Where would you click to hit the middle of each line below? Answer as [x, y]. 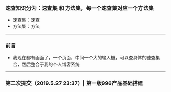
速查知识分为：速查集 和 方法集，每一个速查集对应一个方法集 [79, 8]
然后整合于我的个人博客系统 [51, 64]
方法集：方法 [26, 26]
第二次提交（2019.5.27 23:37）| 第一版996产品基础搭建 [74, 83]
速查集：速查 [26, 20]
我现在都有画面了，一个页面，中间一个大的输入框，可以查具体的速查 [84, 57]
